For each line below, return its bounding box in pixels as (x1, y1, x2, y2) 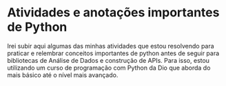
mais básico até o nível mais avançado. (7, 70, 119, 79)
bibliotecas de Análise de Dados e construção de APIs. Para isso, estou (7, 56, 210, 64)
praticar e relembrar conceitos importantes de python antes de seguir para (7, 49, 220, 57)
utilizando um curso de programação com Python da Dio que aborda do (7, 63, 211, 72)
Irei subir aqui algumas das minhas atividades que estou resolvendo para (7, 42, 215, 50)
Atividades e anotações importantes (7, 5, 220, 20)
